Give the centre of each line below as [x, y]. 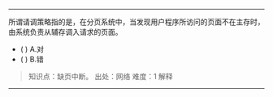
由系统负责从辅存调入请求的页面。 [65, 32]
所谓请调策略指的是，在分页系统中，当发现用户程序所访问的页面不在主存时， [136, 22]
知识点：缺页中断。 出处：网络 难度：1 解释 [100, 76]
